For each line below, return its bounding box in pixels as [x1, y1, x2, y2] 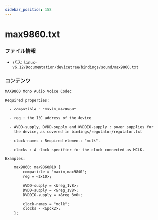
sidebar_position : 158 [5, 7, 52, 12]
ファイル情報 [5, 47, 36, 54]
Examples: [5, 156, 26, 161]
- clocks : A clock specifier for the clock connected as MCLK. [9, 147, 145, 152]
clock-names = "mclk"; [23, 201, 70, 206]
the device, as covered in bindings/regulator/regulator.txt [14, 129, 142, 134]
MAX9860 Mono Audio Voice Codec [5, 89, 72, 94]
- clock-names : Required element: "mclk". [9, 138, 100, 143]
